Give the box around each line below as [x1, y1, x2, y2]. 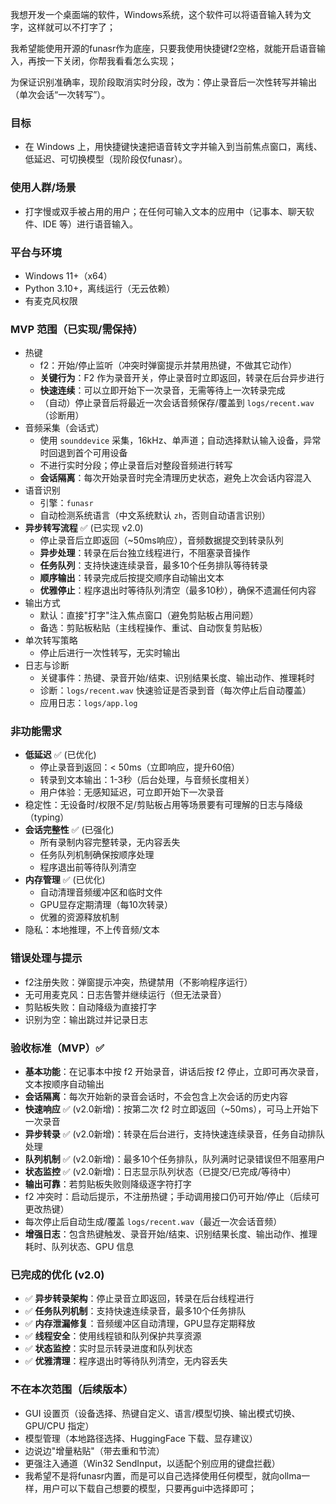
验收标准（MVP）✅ [10, 1041, 105, 1055]
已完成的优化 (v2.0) [10, 1268, 105, 1282]
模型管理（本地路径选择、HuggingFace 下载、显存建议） [24, 1432, 258, 1444]
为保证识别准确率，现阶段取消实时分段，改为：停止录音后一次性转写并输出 [10, 76, 317, 88]
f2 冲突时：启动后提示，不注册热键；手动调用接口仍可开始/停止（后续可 [24, 1191, 320, 1203]
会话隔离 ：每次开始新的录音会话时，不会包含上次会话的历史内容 [24, 1091, 288, 1103]
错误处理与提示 [10, 951, 83, 965]
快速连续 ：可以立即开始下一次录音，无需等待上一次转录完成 [39, 384, 286, 397]
